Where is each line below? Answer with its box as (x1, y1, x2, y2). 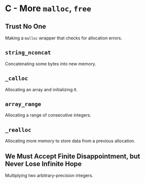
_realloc (5, 126, 32, 133)
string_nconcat (5, 49, 51, 56)
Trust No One (5, 22, 46, 31)
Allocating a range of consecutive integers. (5, 112, 91, 118)
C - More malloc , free (5, 3, 91, 14)
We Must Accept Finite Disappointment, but (5, 152, 140, 160)
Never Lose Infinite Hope (5, 160, 82, 168)
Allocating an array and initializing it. (5, 86, 78, 92)
